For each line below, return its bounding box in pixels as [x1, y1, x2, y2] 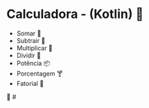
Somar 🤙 [16, 29, 42, 37]
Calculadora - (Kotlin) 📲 [6, 6, 144, 22]
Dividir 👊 [16, 51, 41, 60]
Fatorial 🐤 [16, 79, 44, 87]
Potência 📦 [16, 59, 51, 67]
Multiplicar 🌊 [16, 44, 53, 52]
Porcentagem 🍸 [16, 69, 63, 78]
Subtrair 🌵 [16, 36, 46, 44]
